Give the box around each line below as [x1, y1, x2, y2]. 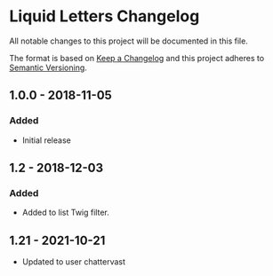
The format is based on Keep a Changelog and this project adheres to [9, 52, 265, 63]
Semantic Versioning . [9, 62, 87, 73]
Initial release [21, 135, 71, 146]
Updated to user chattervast [21, 256, 126, 267]
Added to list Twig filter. [21, 207, 109, 218]
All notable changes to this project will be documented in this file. [9, 35, 249, 46]
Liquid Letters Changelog [9, 6, 200, 27]
